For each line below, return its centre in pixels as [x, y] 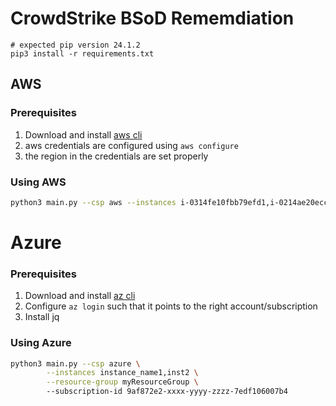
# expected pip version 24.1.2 [75, 45]
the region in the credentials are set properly [116, 156]
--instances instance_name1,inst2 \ [122, 373]
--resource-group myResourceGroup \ [122, 382]
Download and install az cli [80, 296]
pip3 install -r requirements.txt [82, 53]
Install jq [42, 317]
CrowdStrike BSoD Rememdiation [152, 18]
